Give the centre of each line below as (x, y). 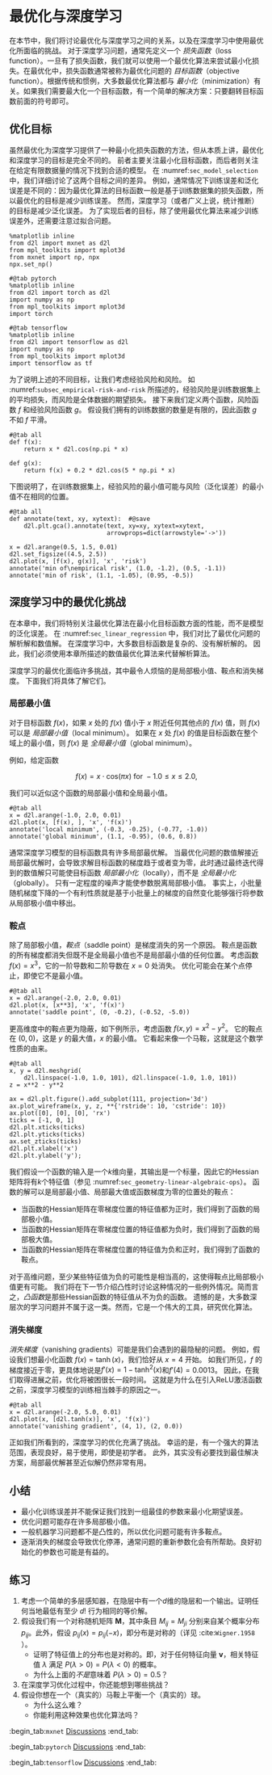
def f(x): (26, 442)
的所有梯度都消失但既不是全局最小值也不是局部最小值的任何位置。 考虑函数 (134, 955)
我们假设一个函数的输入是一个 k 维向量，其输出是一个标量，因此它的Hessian (134, 1171)
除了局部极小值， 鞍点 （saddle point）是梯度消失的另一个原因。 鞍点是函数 (133, 945)
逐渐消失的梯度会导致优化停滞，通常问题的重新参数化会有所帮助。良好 (138, 1542)
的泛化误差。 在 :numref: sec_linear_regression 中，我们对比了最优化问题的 (135, 633)
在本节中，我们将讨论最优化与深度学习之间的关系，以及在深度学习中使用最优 (136, 40)
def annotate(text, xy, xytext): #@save (80, 519)
